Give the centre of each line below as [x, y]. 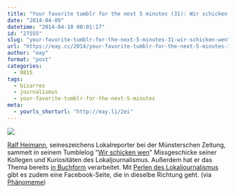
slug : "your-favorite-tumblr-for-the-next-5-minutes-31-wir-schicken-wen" [119, 40]
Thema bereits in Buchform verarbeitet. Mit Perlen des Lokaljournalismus [113, 167]
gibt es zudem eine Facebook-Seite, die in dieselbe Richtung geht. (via [110, 174]
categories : [25, 66]
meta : [15, 105]
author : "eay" [28, 53]
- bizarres [29, 86]
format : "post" [29, 60]
